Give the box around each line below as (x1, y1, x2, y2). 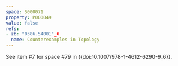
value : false (5, 20, 38, 26)
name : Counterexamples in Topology (11, 37, 100, 43)
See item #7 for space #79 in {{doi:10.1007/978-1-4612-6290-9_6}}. (5, 53, 173, 60)
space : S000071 (5, 8, 44, 15)
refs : (5, 25, 19, 32)
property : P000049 (5, 14, 52, 20)
